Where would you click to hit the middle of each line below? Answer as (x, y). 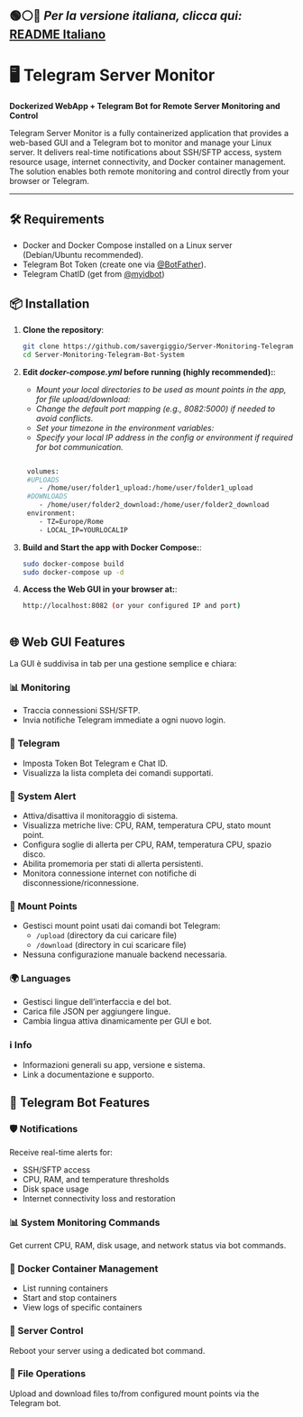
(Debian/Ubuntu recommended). (83, 255)
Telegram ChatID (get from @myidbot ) (93, 274)
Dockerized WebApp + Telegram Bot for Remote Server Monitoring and (145, 106)
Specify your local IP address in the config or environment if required (164, 437)
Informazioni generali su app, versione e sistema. (114, 1064)
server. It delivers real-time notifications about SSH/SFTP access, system (146, 152)
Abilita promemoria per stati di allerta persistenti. (113, 864)
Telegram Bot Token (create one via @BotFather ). (114, 264)
